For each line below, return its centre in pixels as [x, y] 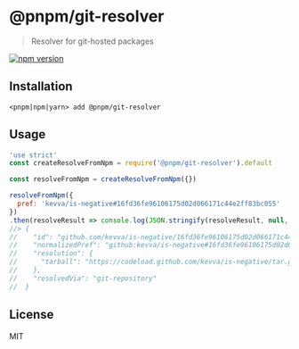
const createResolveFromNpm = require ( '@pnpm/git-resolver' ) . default [141, 163]
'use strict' [33, 155]
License [32, 315]
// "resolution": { [51, 253]
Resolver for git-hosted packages [92, 41]
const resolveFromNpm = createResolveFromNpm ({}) [103, 179]
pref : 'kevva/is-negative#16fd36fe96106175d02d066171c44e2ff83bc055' [149, 204]
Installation [41, 87]
